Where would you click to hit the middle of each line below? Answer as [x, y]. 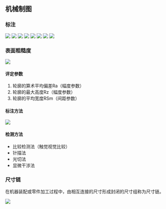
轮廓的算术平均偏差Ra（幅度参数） [48, 86]
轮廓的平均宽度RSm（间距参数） [46, 98]
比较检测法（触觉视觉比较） [41, 146]
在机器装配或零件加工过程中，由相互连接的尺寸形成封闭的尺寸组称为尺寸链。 [85, 191]
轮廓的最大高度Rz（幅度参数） [44, 92]
